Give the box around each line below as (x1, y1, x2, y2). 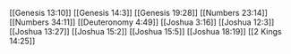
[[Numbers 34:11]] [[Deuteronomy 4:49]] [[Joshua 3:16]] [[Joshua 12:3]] (9, 17, 275, 27)
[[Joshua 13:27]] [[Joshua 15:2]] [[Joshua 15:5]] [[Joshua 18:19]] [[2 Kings (9, 27, 282, 36)
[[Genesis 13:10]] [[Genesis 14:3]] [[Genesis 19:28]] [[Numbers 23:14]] (9, 8, 269, 18)
